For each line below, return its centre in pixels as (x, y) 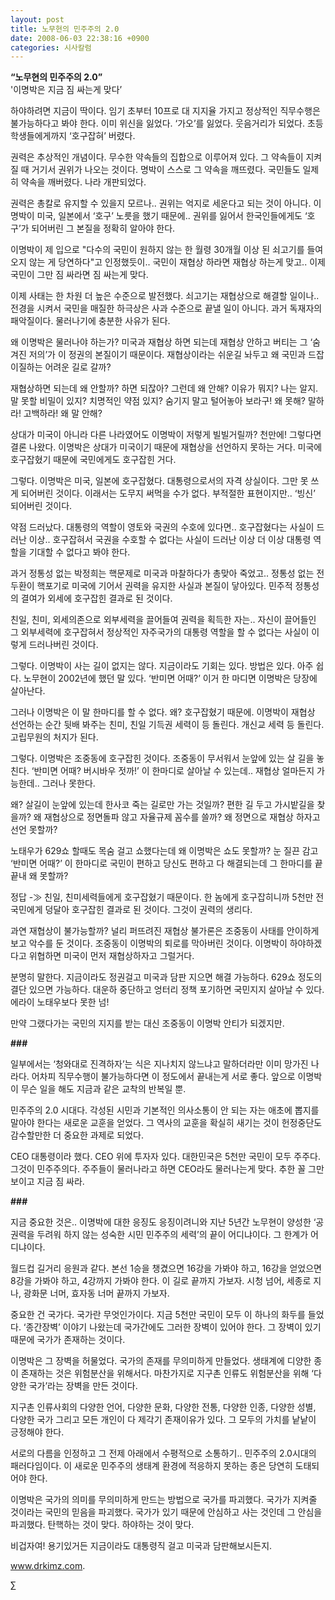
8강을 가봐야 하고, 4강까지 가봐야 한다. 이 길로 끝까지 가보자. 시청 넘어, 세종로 (161, 1281)
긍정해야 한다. (37, 1432)
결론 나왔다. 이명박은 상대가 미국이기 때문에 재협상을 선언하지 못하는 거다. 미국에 (166, 447)
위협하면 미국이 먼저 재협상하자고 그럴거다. (111, 956)
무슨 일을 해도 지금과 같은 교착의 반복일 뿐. (103, 1089)
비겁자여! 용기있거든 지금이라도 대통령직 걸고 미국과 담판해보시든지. (141, 1546)
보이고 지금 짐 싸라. (47, 1182)
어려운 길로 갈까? (78, 367)
